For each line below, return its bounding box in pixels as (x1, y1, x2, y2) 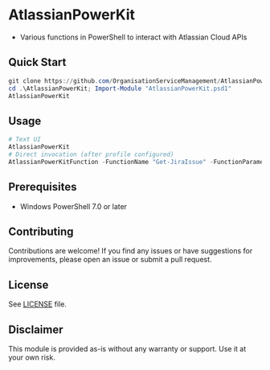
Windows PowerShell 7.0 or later (19, 201, 127, 211)
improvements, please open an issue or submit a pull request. (8, 255, 212, 265)
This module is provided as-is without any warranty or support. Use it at (8, 343, 247, 353)
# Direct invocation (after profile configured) (8, 150, 174, 158)
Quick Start (8, 55, 67, 69)
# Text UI (8, 135, 42, 144)
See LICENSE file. (8, 299, 67, 309)
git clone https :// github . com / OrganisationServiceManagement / (8, 76, 221, 85)
